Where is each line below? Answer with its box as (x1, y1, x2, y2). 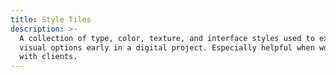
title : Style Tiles (10, 14, 92, 25)
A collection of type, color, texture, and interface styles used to (19, 33, 315, 43)
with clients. (19, 52, 78, 62)
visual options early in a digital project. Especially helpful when (19, 42, 315, 53)
